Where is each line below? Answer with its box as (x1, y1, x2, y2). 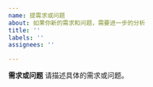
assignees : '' (8, 41, 55, 49)
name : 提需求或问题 (8, 11, 66, 20)
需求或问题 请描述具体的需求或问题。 (8, 70, 128, 80)
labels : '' (8, 33, 44, 42)
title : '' (8, 26, 41, 34)
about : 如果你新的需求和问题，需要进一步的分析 (8, 19, 146, 27)
